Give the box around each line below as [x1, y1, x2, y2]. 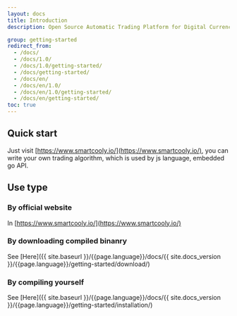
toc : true [7, 101, 37, 109]
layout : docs [7, 10, 46, 18]
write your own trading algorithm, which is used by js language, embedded [7, 153, 224, 162]
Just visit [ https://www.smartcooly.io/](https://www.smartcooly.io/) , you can [7, 146, 229, 155]
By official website [7, 203, 73, 213]
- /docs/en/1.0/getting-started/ [13, 89, 112, 96]
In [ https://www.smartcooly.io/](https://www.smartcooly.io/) [7, 219, 181, 227]
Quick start [7, 127, 58, 139]
